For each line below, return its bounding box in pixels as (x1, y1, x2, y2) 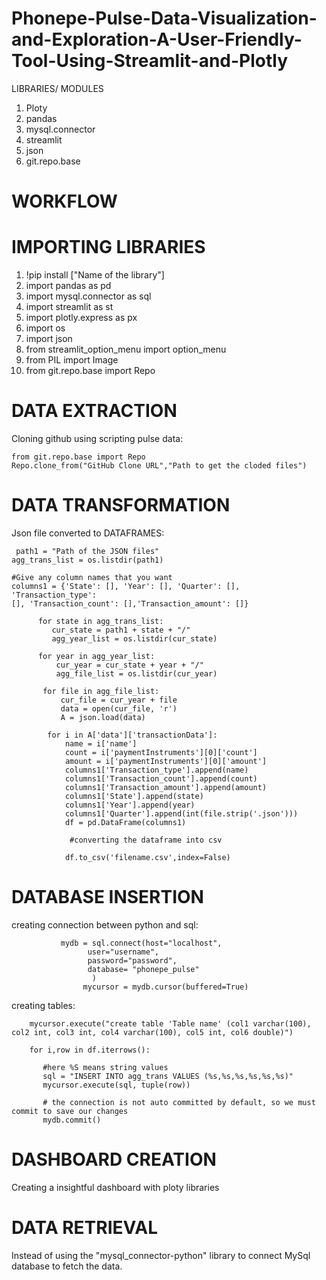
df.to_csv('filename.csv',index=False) (64, 852, 231, 862)
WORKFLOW (11, 190, 118, 213)
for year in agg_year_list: (37, 651, 156, 661)
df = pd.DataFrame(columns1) (64, 817, 187, 827)
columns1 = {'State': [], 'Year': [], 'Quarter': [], (11, 581, 241, 591)
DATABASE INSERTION (11, 886, 204, 909)
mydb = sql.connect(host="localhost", (60, 938, 223, 948)
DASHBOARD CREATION (11, 1148, 217, 1171)
